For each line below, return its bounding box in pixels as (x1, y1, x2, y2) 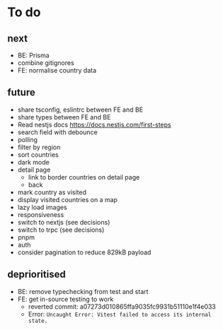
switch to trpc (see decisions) (17, 225, 105, 234)
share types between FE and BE (17, 112, 111, 121)
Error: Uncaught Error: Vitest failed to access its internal (28, 310, 212, 318)
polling (17, 135, 38, 143)
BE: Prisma (17, 51, 50, 59)
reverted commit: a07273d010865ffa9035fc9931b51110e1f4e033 (28, 302, 216, 311)
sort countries (17, 150, 59, 159)
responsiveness (17, 210, 64, 219)
